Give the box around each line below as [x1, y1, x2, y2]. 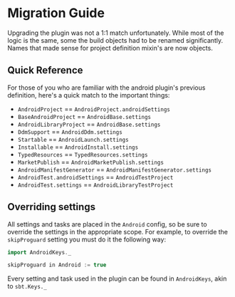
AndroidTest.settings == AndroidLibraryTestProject [17, 180, 174, 189]
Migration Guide [7, 5, 105, 21]
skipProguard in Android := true [7, 261, 107, 269]
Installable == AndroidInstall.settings [17, 142, 139, 151]
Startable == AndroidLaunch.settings [17, 135, 130, 143]
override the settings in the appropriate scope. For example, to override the [7, 227, 228, 236]
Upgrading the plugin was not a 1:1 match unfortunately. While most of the [7, 28, 224, 37]
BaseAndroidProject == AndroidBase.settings [17, 112, 152, 120]
